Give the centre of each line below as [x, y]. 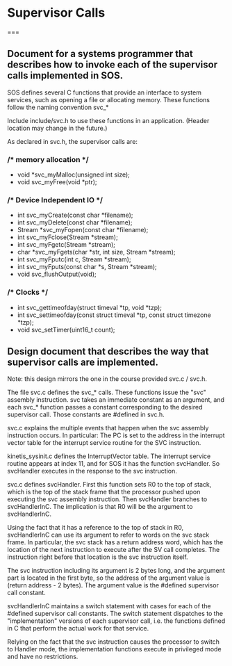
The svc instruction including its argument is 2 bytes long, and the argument [116, 571]
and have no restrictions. [43, 657]
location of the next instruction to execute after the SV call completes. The [114, 550]
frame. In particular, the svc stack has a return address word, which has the [115, 542]
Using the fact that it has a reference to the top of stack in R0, [96, 528]
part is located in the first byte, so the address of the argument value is [109, 578]
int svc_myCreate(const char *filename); [75, 215]
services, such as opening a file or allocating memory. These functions [109, 99]
